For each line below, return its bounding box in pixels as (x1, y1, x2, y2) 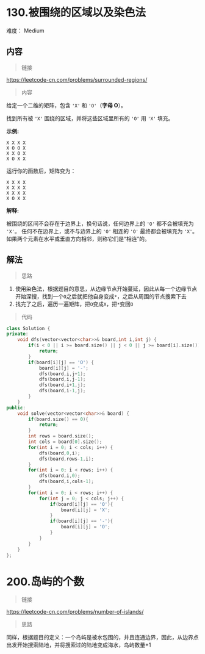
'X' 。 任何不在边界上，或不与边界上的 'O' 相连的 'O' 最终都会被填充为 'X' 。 (6, 227, 198, 235)
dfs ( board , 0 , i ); (38, 450, 81, 456)
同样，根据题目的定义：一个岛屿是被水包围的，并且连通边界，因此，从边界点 (6, 634, 199, 641)
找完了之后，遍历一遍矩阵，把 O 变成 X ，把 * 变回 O (15, 300, 134, 307)
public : (6, 404, 26, 411)
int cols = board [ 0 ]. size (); (28, 439, 103, 445)
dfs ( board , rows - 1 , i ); (38, 456, 95, 462)
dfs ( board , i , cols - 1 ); (38, 478, 95, 485)
